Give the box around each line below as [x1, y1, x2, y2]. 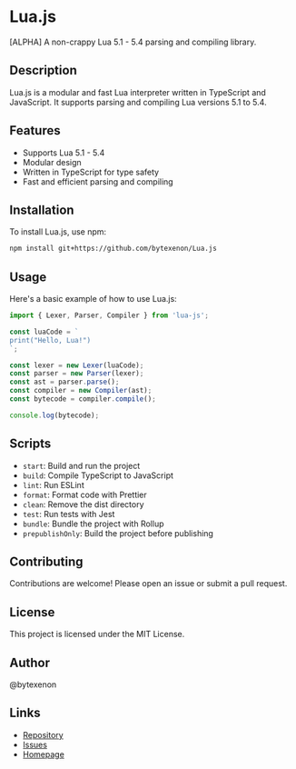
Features [9, 123, 61, 138]
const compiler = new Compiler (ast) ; [9, 386, 153, 395]
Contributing [9, 554, 84, 570]
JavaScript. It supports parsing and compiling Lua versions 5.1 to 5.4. [9, 96, 267, 107]
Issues [22, 739, 48, 750]
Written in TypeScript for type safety [22, 166, 160, 177]
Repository [22, 729, 64, 740]
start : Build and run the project [22, 460, 141, 471]
